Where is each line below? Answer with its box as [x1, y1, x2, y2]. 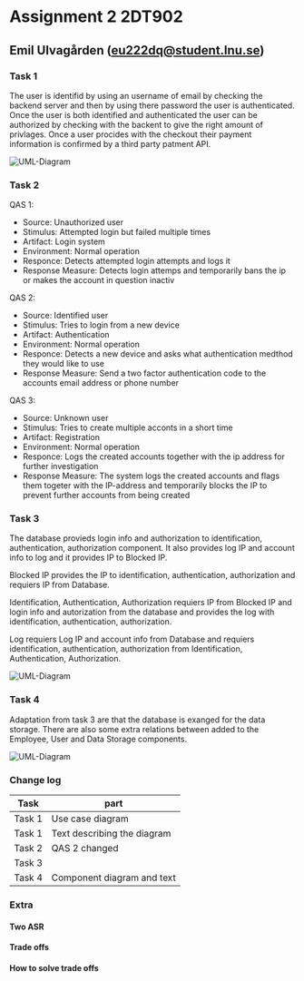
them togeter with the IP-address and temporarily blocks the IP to [22, 480, 268, 491]
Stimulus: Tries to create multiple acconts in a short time [22, 422, 233, 433]
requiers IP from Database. [9, 579, 111, 591]
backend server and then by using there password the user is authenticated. [9, 100, 295, 111]
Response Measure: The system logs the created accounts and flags [22, 470, 279, 482]
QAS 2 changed [51, 842, 119, 855]
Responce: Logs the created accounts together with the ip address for [22, 451, 286, 462]
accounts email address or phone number [22, 378, 180, 388]
